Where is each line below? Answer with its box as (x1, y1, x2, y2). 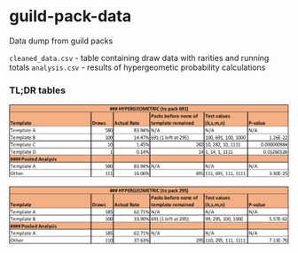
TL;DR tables (9, 84, 67, 96)
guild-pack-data (9, 6, 131, 27)
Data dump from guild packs (9, 35, 114, 46)
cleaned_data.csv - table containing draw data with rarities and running (9, 52, 270, 63)
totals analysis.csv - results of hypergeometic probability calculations (9, 62, 266, 73)
